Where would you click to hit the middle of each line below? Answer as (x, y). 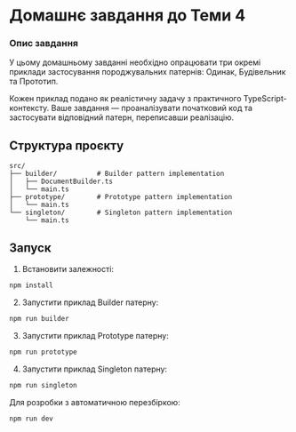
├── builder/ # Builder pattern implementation (117, 174)
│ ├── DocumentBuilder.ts (61, 182)
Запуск (30, 248)
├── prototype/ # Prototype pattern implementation (121, 197)
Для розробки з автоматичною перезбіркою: (95, 402)
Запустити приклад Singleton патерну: (94, 369)
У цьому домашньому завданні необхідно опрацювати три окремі (135, 62)
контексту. (29, 108)
